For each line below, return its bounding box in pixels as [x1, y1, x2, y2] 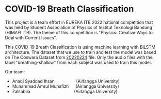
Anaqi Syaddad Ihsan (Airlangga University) [12, 78, 120, 84]
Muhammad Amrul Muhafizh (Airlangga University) [12, 83, 120, 89]
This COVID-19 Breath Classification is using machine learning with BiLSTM [5, 44, 156, 50]
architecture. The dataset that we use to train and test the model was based [5, 49, 157, 55]
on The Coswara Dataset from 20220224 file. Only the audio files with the [5, 54, 153, 60]
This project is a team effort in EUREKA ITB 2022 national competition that [5, 19, 153, 25]
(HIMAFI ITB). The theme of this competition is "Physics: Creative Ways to [5, 29, 153, 35]
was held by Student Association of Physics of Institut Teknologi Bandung [5, 24, 153, 30]
